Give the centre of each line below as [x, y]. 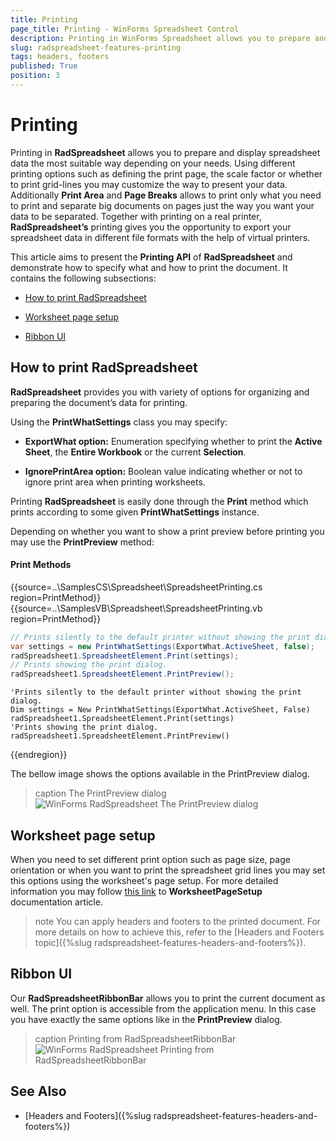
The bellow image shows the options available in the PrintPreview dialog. [160, 774]
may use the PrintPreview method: [82, 542]
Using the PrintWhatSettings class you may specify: [119, 422]
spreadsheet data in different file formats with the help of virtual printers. [160, 237]
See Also [38, 1091]
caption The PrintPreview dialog [100, 793]
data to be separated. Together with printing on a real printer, [136, 216]
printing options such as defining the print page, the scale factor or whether [166, 173]
